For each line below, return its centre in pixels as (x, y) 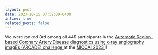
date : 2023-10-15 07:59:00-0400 (38, 14)
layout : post (18, 9)
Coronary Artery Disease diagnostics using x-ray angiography (81, 42)
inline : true (18, 18)
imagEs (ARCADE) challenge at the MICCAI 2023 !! (56, 47)
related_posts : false (27, 23)
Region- (145, 37)
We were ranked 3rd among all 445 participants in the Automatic (70, 37)
